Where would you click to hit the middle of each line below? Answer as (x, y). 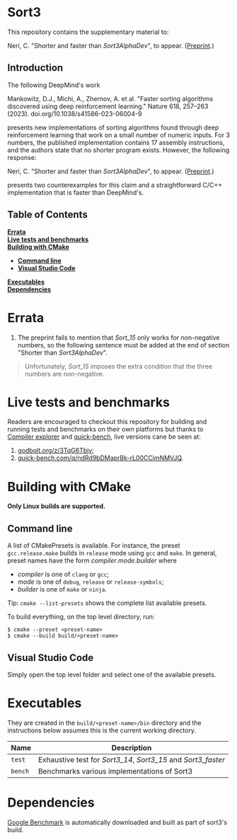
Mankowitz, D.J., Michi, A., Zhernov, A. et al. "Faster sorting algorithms (110, 98)
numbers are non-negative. (64, 374)
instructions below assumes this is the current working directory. (102, 730)
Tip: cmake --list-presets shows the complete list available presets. (107, 603)
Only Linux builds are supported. (57, 506)
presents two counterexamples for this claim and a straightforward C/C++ (115, 185)
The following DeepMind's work (54, 85)
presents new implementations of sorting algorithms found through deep (113, 127)
